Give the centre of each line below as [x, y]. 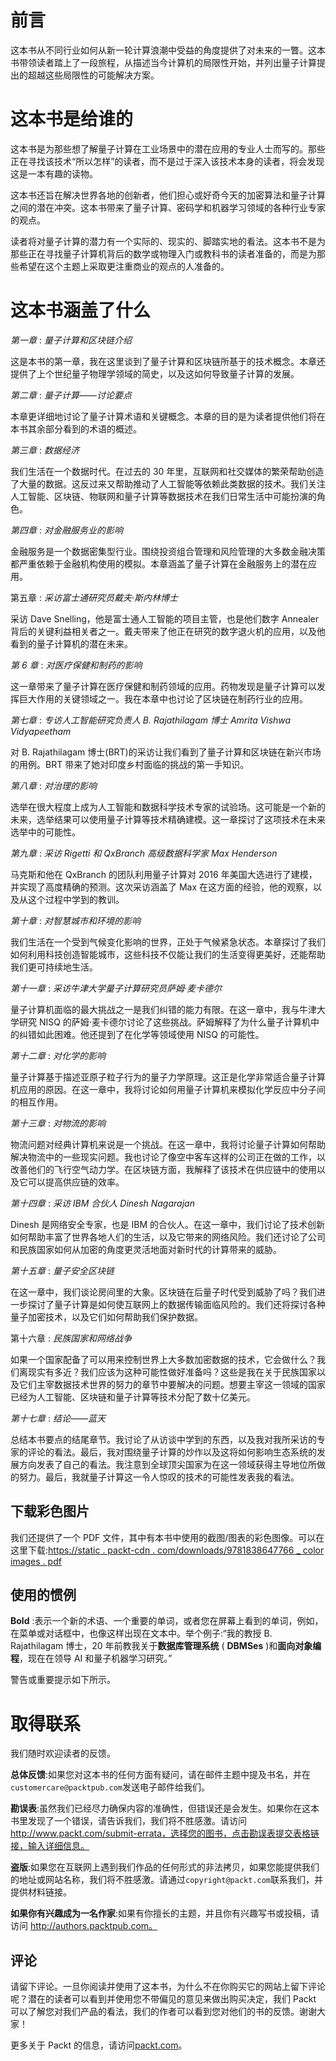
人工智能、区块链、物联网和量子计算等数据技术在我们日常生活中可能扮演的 [163, 496]
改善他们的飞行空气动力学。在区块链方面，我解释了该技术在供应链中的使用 [163, 1169]
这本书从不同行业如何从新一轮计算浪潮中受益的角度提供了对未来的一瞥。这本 [168, 50]
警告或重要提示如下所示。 [63, 1680]
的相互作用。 [36, 1102]
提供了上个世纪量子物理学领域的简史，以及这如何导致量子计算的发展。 [155, 373]
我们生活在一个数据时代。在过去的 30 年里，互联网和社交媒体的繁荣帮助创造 [167, 471]
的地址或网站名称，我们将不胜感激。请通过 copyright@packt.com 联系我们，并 [167, 1880]
